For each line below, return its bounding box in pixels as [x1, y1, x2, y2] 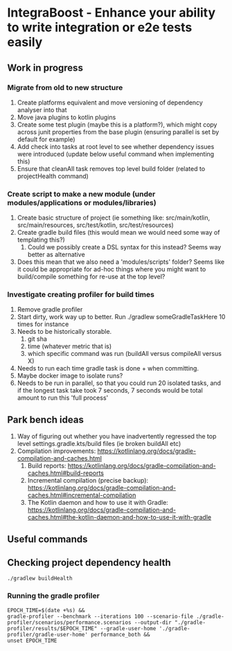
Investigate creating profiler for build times [7, 289, 154, 299]
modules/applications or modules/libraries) [7, 197, 157, 207]
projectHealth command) [17, 172, 89, 180]
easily [7, 35, 43, 50]
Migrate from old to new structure [7, 82, 123, 92]
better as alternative [27, 251, 85, 259]
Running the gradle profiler [7, 591, 100, 600]
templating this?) [17, 235, 66, 244]
